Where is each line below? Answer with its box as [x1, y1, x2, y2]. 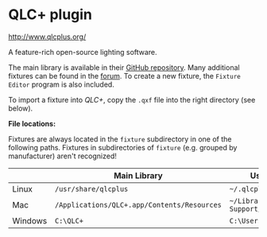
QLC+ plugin [8, 6, 93, 24]
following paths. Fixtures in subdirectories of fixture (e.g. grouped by [8, 142, 238, 152]
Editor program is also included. [8, 80, 115, 89]
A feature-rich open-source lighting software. [8, 47, 157, 56]
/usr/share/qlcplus [54, 185, 129, 193]
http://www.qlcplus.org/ [8, 32, 87, 41]
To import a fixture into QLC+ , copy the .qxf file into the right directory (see [8, 95, 256, 104]
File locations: [8, 118, 56, 128]
